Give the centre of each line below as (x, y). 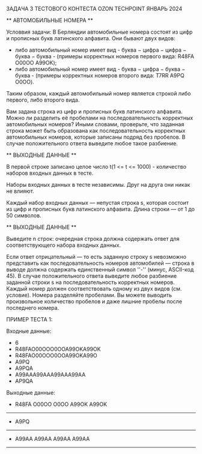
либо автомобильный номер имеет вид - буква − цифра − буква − (100, 69)
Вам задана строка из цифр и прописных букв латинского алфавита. (94, 111)
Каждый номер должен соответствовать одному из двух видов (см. (94, 289)
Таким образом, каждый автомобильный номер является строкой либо (99, 93)
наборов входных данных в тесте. (50, 173)
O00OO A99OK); (36, 63)
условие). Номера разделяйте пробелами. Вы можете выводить (89, 295)
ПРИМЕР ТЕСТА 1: (29, 319)
